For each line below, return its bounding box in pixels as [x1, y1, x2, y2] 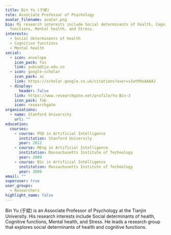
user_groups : [5, 183, 33, 189]
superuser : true [5, 178, 40, 184]
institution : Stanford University [18, 136, 93, 141]
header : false [18, 88, 49, 93]
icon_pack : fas [14, 60, 47, 65]
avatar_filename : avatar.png [5, 17, 67, 22]
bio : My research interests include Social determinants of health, [5, 21, 154, 27]
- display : [10, 83, 33, 88]
